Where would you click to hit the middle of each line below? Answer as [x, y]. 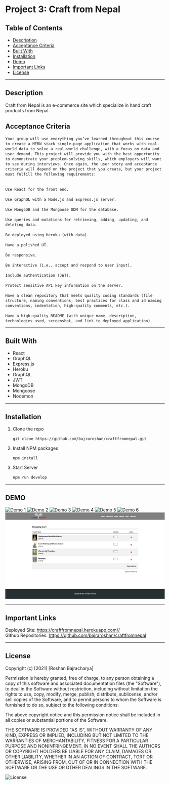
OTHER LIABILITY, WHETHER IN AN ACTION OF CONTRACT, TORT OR [79, 757]
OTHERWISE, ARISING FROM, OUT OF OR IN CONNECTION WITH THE [79, 762]
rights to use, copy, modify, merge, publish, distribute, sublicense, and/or [81, 694]
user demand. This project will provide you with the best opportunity [82, 154]
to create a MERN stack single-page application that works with [75, 144]
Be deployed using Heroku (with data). [47, 235]
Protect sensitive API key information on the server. [64, 285]
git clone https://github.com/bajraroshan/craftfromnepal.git [79, 439]
